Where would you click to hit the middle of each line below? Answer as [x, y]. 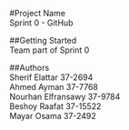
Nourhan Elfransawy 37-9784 [65, 96]
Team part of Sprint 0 [50, 50]
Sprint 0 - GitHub [41, 23]
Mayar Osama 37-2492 [53, 116]
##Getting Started [43, 40]
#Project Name [38, 13]
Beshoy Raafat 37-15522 [55, 106]
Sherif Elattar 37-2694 [51, 77]
